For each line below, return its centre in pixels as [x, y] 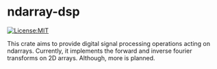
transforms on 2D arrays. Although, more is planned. [81, 57]
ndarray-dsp [43, 12]
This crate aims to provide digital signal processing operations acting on [109, 43]
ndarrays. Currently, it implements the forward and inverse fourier [100, 51]
